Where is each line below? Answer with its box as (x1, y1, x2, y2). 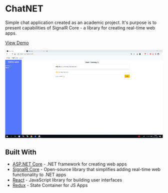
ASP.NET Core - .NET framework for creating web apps (12, 161, 127, 167)
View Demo (5, 39, 29, 45)
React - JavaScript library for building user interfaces (12, 177, 122, 183)
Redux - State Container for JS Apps (12, 183, 88, 189)
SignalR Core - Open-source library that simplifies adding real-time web (12, 167, 161, 173)
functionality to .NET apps (12, 172, 66, 178)
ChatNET (5, 3, 43, 14)
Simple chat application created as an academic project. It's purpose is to (5, 19, 156, 25)
